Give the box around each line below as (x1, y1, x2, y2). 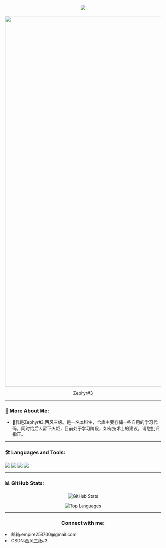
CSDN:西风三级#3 (11, 538, 48, 544)
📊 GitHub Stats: (5, 480, 44, 487)
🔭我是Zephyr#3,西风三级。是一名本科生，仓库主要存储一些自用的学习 (12, 419, 153, 425)
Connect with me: (61, 519, 105, 526)
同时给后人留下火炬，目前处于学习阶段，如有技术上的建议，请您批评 (21, 425, 160, 431)
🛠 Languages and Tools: (5, 449, 66, 456)
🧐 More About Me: (5, 407, 49, 414)
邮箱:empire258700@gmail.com (11, 531, 77, 538)
